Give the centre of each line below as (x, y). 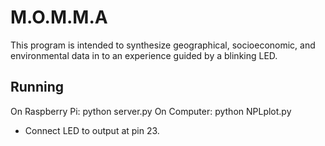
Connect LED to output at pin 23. (92, 130)
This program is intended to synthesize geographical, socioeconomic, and (163, 45)
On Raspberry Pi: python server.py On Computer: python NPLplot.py (151, 111)
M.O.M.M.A (59, 17)
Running (37, 87)
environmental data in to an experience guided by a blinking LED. (144, 55)
